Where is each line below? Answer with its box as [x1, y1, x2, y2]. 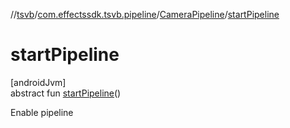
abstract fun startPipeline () [10, 87, 122, 99]
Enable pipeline [10, 106, 74, 118]
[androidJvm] [10, 76, 67, 88]
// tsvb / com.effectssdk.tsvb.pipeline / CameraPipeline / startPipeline [10, 9, 280, 20]
